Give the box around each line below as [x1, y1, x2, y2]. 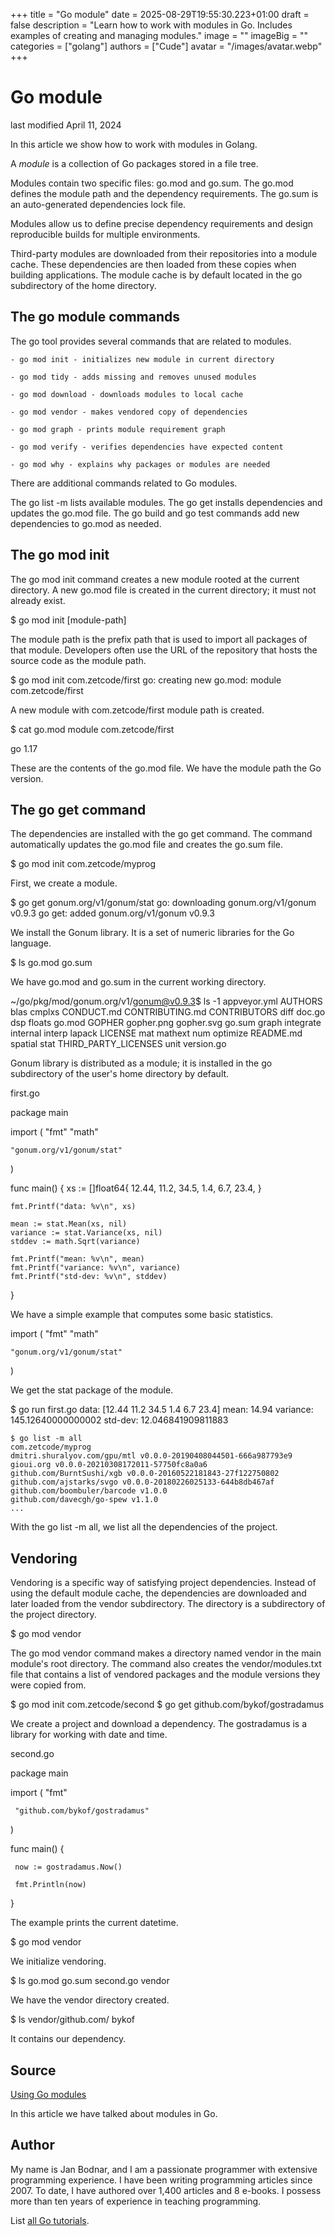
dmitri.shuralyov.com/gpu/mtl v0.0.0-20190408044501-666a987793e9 [10, 1451, 293, 1461]
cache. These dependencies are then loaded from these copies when [10, 258, 297, 270]
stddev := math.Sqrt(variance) [10, 1237, 141, 1247]
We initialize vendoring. [10, 1955, 107, 1968]
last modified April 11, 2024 [10, 119, 122, 131]
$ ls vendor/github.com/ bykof [10, 2014, 136, 2026]
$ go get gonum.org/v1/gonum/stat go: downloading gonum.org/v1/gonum [10, 897, 317, 909]
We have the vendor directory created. [10, 1994, 170, 2006]
